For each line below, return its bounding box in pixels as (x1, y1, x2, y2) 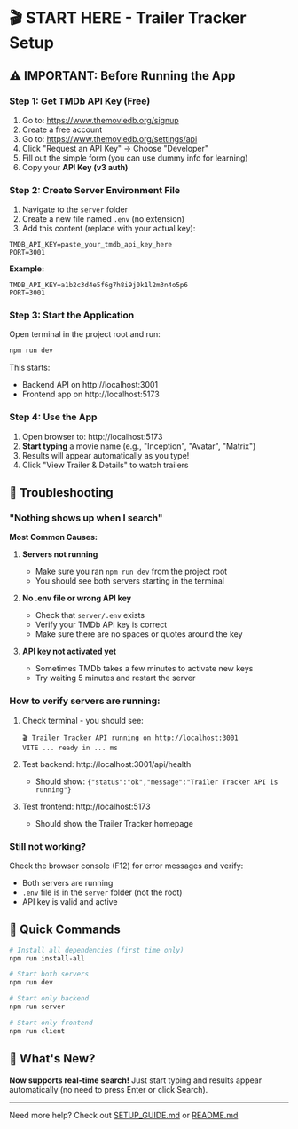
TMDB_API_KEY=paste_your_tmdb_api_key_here (9, 240, 173, 249)
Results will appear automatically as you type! (21, 450, 190, 460)
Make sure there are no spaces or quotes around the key (35, 629, 243, 639)
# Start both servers (9, 969, 90, 979)
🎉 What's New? (9, 1051, 96, 1066)
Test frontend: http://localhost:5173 (21, 801, 151, 811)
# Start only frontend (9, 1018, 93, 1027)
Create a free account (21, 124, 103, 135)
